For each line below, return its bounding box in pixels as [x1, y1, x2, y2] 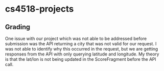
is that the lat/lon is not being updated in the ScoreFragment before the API [5, 56, 157, 62]
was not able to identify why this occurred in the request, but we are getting [5, 46, 158, 52]
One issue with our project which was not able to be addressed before [5, 35, 147, 41]
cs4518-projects [5, 3, 74, 15]
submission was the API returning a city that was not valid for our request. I [5, 41, 157, 47]
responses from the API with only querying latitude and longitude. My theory [5, 51, 160, 57]
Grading [5, 23, 30, 31]
